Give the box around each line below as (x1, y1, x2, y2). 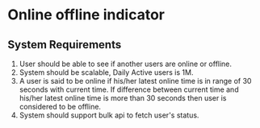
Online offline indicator (7, 6, 165, 24)
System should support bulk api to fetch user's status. (19, 110, 199, 120)
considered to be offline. (19, 102, 102, 111)
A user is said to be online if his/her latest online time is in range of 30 (19, 76, 252, 85)
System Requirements (7, 38, 122, 52)
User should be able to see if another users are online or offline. (19, 59, 232, 68)
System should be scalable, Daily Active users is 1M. (19, 68, 194, 77)
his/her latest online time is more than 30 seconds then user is (19, 93, 227, 102)
